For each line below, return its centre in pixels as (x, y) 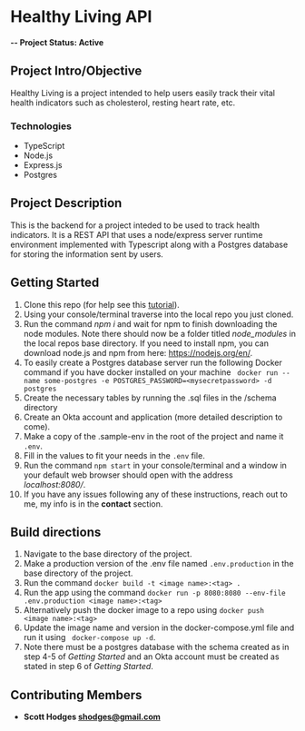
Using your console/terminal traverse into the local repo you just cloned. (158, 314)
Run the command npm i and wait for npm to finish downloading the (150, 323)
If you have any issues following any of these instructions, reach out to (156, 494)
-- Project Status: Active (57, 42)
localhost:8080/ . (54, 484)
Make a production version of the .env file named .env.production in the (158, 564)
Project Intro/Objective (76, 71)
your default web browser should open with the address (128, 475)
